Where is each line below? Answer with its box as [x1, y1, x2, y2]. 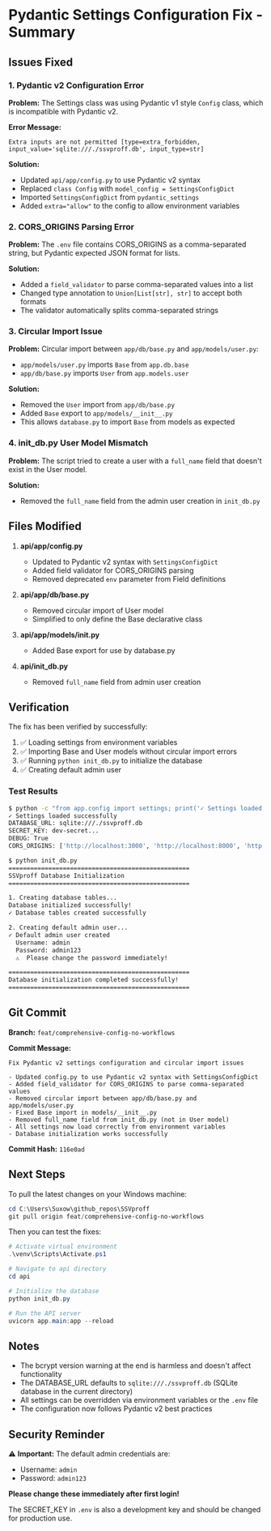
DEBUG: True [8, 834, 49, 843]
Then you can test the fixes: [8, 1227, 102, 1236]
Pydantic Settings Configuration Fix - [8, 6, 263, 24]
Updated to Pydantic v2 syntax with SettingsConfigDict [32, 557, 218, 566]
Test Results [8, 785, 58, 797]
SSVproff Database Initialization [8, 871, 125, 879]
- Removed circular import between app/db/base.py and [8, 1094, 197, 1103]
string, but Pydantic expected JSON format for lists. [8, 248, 180, 258]
